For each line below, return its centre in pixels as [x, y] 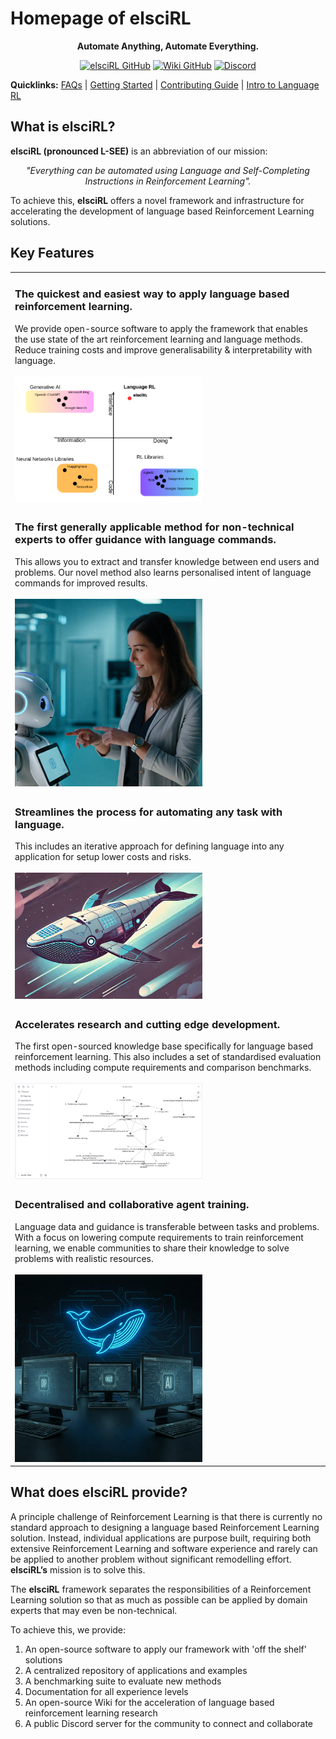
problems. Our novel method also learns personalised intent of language [163, 572]
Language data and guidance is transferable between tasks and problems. [167, 1226]
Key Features [52, 253]
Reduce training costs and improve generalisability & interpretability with [163, 349]
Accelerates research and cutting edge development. [147, 1024]
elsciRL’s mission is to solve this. [78, 1569]
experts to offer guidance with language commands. [145, 540]
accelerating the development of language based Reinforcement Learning [162, 211]
